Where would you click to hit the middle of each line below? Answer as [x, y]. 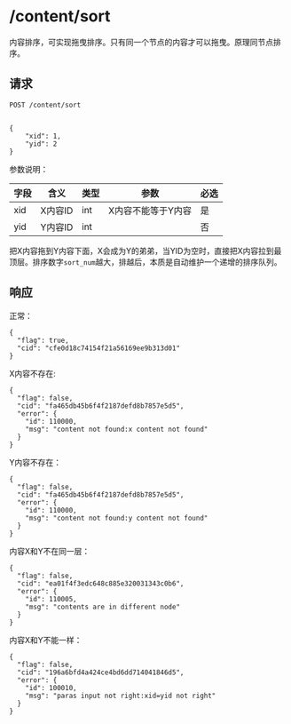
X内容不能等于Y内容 [150, 211]
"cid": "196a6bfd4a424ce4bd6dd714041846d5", [101, 672]
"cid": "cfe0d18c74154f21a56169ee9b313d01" [98, 348]
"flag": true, [43, 340]
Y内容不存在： [35, 462]
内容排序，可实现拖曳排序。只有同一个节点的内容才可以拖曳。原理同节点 [141, 42]
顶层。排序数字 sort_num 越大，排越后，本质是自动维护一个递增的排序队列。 [145, 262]
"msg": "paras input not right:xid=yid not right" [121, 696]
